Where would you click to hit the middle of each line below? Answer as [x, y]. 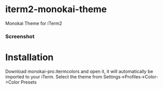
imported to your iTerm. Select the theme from [54, 76]
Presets [29, 82]
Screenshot [20, 36]
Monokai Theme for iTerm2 [34, 23]
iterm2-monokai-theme [56, 9]
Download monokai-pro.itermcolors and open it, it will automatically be [79, 71]
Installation [29, 57]
